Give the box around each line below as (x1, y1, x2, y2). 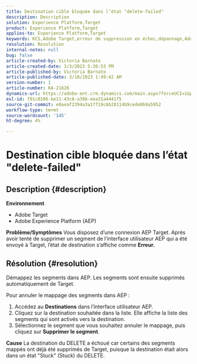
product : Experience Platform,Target (6, 25, 98, 31)
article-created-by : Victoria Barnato (6, 58, 101, 64)
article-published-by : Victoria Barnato (6, 69, 107, 75)
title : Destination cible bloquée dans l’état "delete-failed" (6, 8, 164, 15)
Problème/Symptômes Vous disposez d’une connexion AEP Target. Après (6, 229, 186, 236)
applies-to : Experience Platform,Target (6, 31, 107, 36)
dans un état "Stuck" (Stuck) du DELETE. (6, 352, 106, 359)
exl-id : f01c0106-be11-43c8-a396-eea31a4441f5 (6, 96, 122, 102)
